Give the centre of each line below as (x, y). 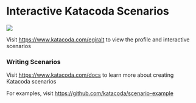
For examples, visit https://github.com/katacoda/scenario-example (90, 93)
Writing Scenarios (33, 62)
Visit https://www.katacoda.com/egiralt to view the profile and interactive (98, 39)
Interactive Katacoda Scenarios (88, 11)
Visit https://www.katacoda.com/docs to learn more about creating (90, 75)
